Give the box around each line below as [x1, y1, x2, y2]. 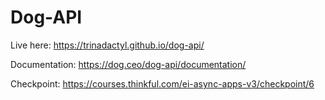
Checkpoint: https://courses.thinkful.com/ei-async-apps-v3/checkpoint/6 [10, 77, 315, 90]
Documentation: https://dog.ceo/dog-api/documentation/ [10, 58, 247, 70]
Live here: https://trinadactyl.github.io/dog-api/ [10, 39, 205, 51]
